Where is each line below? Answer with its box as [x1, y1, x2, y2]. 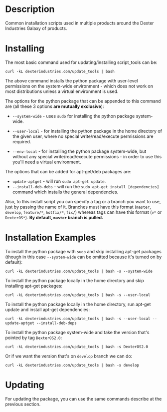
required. [12, 138, 31, 144]
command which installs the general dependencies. [12, 189, 119, 195]
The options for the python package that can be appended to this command [5, 98, 161, 104]
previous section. [5, 401, 41, 407]
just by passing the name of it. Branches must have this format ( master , [5, 204, 151, 210]
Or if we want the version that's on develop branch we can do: [5, 353, 133, 359]
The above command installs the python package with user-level [5, 77, 138, 83]
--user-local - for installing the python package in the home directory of [12, 128, 162, 134]
